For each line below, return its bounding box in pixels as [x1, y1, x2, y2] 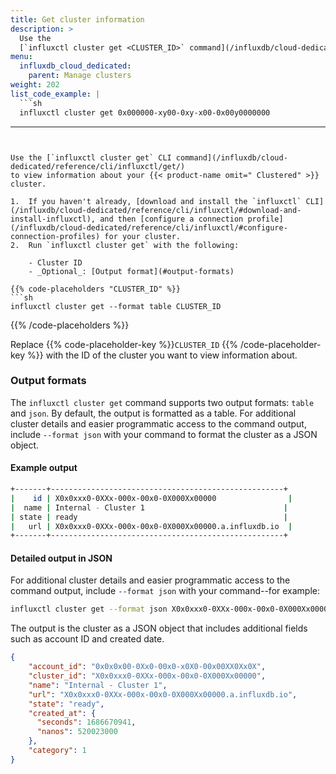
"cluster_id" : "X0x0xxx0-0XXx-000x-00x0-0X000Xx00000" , [28, 671, 267, 681]
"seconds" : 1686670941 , [36, 717, 137, 728]
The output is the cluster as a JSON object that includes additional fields [10, 622, 308, 635]
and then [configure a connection [99, 214, 244, 224]
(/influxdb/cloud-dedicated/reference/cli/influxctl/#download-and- [10, 205, 302, 215]
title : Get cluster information [10, 14, 145, 25]
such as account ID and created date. [10, 633, 165, 645]
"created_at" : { [28, 708, 97, 718]
